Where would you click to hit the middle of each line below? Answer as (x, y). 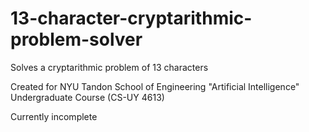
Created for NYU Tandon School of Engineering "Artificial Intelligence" (155, 86)
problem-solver (76, 39)
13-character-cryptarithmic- (131, 18)
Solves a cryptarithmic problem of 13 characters (109, 67)
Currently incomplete (54, 116)
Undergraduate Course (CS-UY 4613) (87, 97)
